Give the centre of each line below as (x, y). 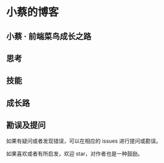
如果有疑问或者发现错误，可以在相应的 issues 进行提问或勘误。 (84, 141)
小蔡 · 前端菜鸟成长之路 (49, 36)
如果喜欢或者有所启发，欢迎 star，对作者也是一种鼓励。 (75, 153)
